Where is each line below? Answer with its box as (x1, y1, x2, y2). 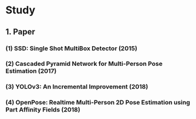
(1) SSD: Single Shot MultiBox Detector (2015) (5, 44, 137, 52)
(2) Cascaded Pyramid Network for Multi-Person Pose (5, 60, 163, 68)
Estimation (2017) (5, 67, 57, 75)
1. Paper (5, 27, 36, 37)
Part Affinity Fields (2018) (5, 106, 80, 114)
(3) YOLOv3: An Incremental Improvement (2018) (5, 83, 148, 91)
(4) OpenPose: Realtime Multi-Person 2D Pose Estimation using (5, 99, 190, 107)
